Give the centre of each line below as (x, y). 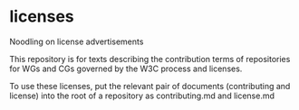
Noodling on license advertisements (77, 41)
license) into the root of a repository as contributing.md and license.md (142, 96)
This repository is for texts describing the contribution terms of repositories (150, 59)
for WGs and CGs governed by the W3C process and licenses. (126, 69)
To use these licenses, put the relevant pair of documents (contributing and (150, 86)
